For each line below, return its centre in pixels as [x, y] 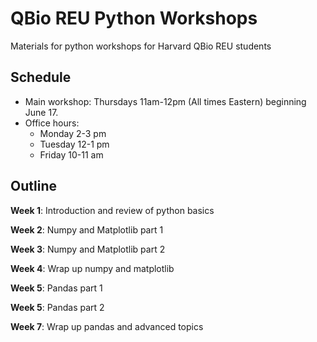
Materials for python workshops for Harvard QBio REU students [141, 46]
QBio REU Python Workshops [134, 18]
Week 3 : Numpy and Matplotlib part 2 [88, 249]
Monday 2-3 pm [73, 133]
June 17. [41, 112]
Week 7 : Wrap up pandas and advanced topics [107, 326]
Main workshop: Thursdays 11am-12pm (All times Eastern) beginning [165, 101]
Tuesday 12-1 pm [74, 144]
